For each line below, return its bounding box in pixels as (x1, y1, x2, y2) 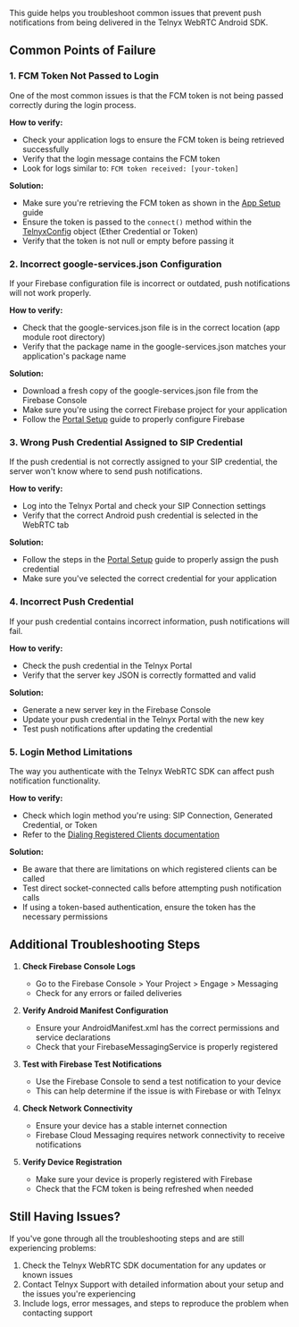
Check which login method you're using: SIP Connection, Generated (21, 809, 273, 821)
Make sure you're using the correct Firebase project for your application (21, 404, 287, 415)
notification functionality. (9, 775, 101, 786)
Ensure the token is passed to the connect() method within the (21, 216, 253, 227)
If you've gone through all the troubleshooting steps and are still (9, 1233, 245, 1244)
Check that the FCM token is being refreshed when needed (35, 1183, 254, 1194)
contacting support (21, 1307, 94, 1318)
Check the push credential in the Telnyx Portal (21, 660, 193, 671)
